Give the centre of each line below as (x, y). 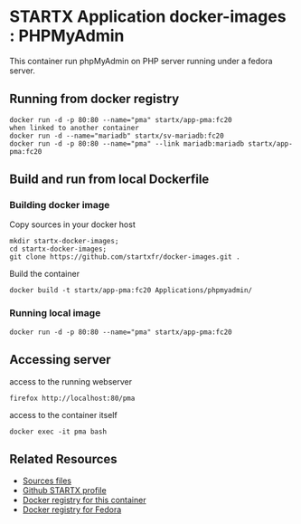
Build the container (44, 274)
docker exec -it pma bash (58, 432)
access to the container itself (63, 414)
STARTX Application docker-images (148, 17)
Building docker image (60, 205)
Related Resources (63, 459)
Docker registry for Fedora (72, 510)
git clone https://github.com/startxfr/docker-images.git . (125, 257)
